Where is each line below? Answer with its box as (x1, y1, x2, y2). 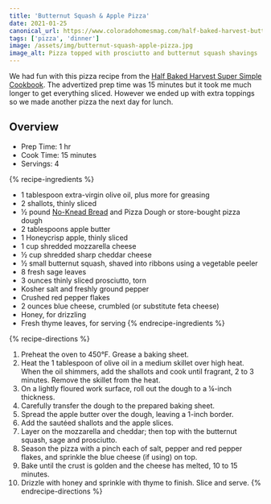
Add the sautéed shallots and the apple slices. (20, 418, 174, 428)
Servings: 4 (20, 159, 60, 168)
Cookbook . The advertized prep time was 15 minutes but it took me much (9, 80, 252, 89)
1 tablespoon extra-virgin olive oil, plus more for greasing (20, 190, 210, 200)
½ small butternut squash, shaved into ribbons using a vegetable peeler (20, 258, 258, 268)
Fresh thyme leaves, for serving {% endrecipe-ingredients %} (20, 318, 226, 328)
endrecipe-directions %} (20, 486, 103, 496)
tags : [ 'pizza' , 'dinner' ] (9, 34, 100, 43)
